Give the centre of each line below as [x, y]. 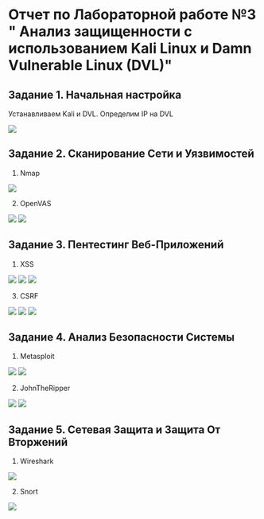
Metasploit [37, 357]
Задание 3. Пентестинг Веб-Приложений [116, 245]
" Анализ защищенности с [100, 31]
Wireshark [37, 461]
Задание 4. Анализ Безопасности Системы [121, 337]
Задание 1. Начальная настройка [95, 94]
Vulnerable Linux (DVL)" [90, 66]
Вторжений [38, 442]
